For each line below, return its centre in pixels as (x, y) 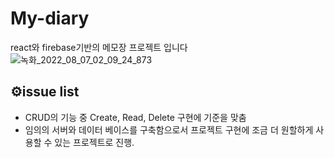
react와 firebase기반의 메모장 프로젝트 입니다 (99, 47)
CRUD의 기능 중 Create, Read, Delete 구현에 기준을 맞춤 (135, 117)
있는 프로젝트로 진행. (94, 142)
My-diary (50, 18)
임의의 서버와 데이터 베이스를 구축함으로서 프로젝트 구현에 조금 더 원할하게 (169, 129)
